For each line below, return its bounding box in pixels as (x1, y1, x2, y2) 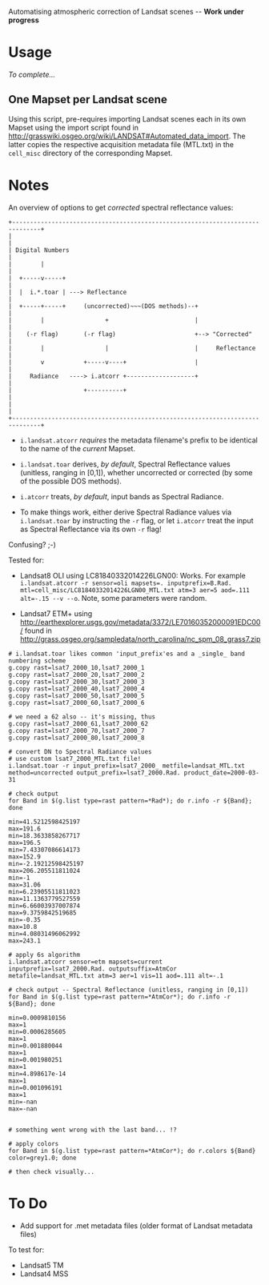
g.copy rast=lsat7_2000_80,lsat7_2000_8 (8, 734, 146, 742)
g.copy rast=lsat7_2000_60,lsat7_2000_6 (8, 699, 146, 707)
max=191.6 (8, 824, 42, 833)
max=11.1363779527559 (8, 895, 81, 903)
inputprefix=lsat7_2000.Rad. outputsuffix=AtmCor (8, 964, 178, 973)
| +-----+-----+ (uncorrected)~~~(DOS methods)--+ (8, 302, 199, 310)
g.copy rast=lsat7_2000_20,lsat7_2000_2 (8, 671, 146, 679)
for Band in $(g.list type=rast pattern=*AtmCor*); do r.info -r (8, 992, 231, 1001)
